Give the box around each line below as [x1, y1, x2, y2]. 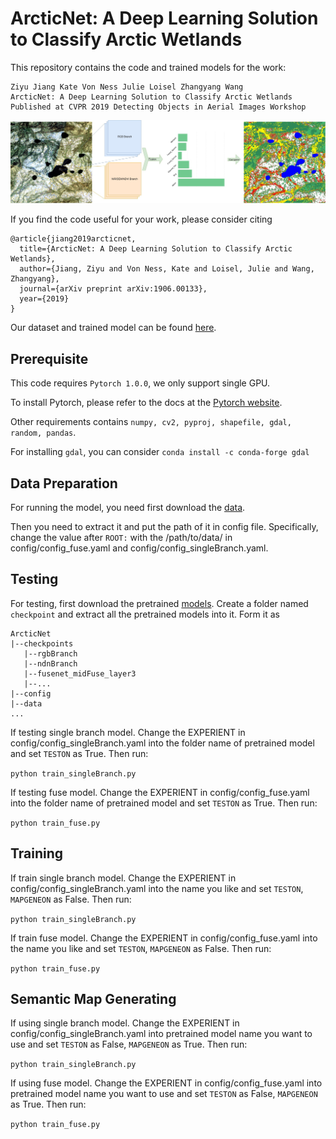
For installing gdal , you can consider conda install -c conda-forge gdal [10, 446, 310, 458]
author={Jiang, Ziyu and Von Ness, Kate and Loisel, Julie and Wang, [19, 264, 315, 274]
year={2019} [19, 294, 70, 304]
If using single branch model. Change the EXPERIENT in [10, 1017, 240, 1029]
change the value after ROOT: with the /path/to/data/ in [10, 531, 233, 543]
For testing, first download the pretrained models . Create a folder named [10, 597, 309, 609]
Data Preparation [10, 475, 118, 492]
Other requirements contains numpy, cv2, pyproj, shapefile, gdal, [10, 416, 292, 428]
